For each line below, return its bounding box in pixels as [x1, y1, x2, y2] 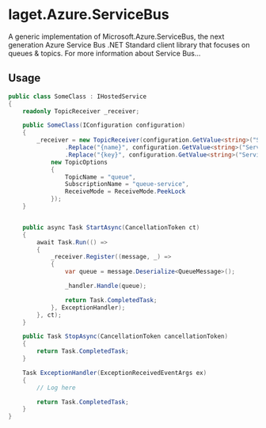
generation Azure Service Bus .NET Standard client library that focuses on [8, 40, 250, 49]
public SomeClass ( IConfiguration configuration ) [22, 121, 186, 130]
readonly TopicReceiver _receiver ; [22, 107, 140, 116]
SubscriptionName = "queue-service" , [64, 180, 190, 188]
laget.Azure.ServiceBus [8, 6, 169, 24]
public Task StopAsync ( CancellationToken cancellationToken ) [22, 332, 228, 341]
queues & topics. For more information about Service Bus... [8, 48, 201, 58]
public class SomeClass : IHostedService [8, 93, 147, 100]
